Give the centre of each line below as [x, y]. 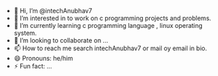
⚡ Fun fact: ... [33, 66]
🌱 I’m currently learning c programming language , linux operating [108, 25]
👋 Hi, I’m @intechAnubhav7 [53, 11]
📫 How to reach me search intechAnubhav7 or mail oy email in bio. [110, 48]
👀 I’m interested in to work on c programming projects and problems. [112, 18]
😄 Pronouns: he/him [43, 58]
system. [25, 33]
